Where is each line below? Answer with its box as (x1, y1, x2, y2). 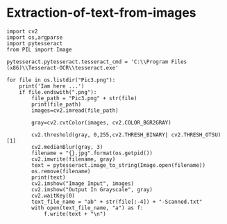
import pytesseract (6, 40, 63, 47)
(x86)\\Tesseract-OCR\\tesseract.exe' (6, 64, 119, 71)
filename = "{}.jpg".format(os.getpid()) (31, 150, 153, 157)
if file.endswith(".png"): (19, 88, 97, 95)
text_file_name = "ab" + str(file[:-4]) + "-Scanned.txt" (31, 198, 203, 205)
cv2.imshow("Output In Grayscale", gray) (31, 186, 153, 193)
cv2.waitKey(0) (31, 192, 76, 199)
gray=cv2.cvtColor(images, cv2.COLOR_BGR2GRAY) (31, 119, 171, 126)
